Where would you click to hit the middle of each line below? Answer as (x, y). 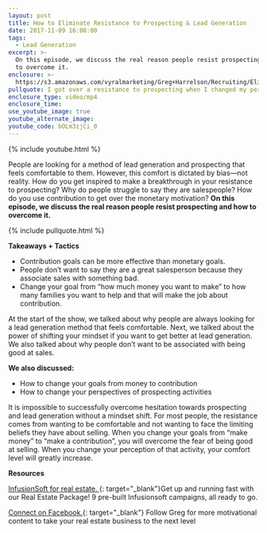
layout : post (30, 15)
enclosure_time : (35, 104)
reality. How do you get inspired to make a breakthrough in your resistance (130, 181)
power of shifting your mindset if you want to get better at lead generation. (130, 335)
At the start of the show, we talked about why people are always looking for (132, 319)
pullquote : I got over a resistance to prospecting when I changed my (128, 89)
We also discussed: (41, 368)
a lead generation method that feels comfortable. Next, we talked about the (131, 327)
